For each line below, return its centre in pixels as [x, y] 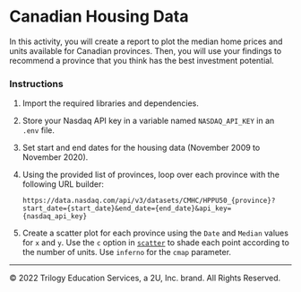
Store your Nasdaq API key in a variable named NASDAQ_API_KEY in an [148, 121]
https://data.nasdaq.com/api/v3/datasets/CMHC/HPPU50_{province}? [149, 201]
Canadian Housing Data [99, 17]
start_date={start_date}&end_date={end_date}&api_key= [127, 208]
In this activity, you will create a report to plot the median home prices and [146, 41]
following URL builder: [63, 184]
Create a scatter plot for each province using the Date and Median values [155, 233]
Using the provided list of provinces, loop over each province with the [151, 175]
